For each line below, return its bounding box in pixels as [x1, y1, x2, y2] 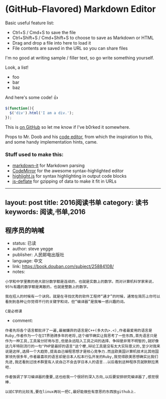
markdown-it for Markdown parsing [12, 162, 85, 168]
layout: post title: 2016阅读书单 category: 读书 [5, 199, 148, 207]
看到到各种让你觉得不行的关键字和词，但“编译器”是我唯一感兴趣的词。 [5, 299, 127, 304]
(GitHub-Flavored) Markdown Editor [5, 3, 156, 15]
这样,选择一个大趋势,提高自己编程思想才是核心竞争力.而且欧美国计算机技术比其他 [12, 349, 156, 354]
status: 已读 [12, 240, 36, 246]
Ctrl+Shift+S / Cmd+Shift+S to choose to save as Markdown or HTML [12, 35, 154, 41]
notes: [12, 269, 26, 275]
